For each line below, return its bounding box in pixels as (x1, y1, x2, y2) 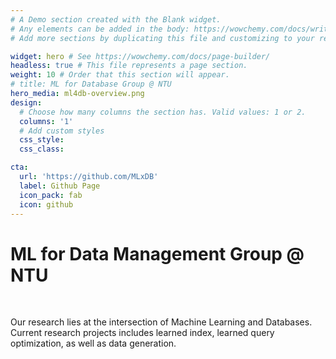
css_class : (19, 144, 65, 155)
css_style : (19, 135, 65, 145)
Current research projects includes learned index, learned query (10, 327, 275, 339)
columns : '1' (19, 116, 74, 126)
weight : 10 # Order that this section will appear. (10, 70, 230, 80)
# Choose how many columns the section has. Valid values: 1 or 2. (19, 107, 307, 117)
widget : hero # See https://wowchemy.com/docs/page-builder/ (10, 51, 271, 61)
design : (10, 97, 43, 108)
